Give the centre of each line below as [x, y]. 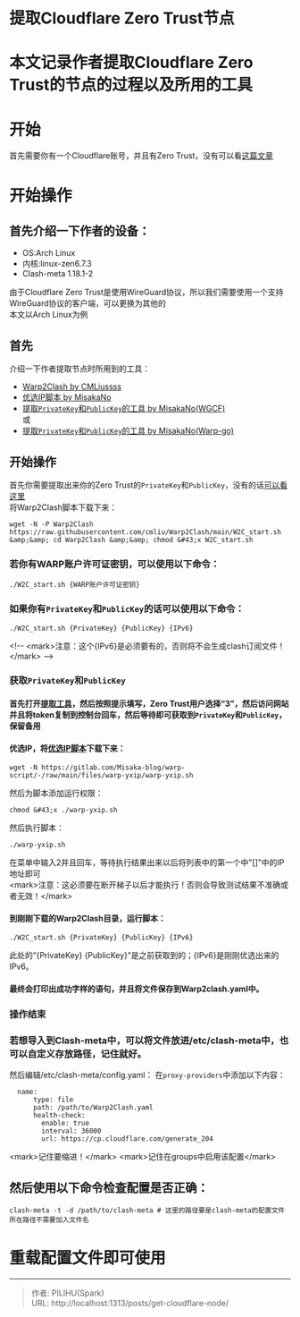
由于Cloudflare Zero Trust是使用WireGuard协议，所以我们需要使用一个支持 [146, 293]
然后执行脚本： [37, 828]
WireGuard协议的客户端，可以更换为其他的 [88, 303]
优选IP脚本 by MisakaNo [67, 397]
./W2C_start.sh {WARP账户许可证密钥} [75, 585]
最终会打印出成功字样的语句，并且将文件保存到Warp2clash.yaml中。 [137, 989]
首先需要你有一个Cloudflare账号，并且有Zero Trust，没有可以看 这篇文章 [142, 156]
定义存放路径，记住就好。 [92, 1054]
